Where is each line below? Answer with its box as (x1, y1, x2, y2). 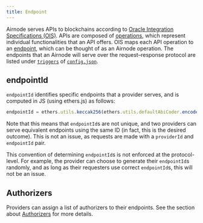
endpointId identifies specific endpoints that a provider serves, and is (6, 91, 179, 99)
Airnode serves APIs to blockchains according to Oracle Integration (6, 25, 174, 33)
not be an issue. (6, 170, 47, 178)
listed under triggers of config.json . (6, 57, 98, 65)
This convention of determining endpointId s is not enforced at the (6, 151, 170, 158)
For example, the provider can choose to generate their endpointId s (21, 158, 190, 165)
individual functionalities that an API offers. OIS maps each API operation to (6, 38, 194, 45)
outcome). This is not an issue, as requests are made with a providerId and (6, 133, 194, 140)
